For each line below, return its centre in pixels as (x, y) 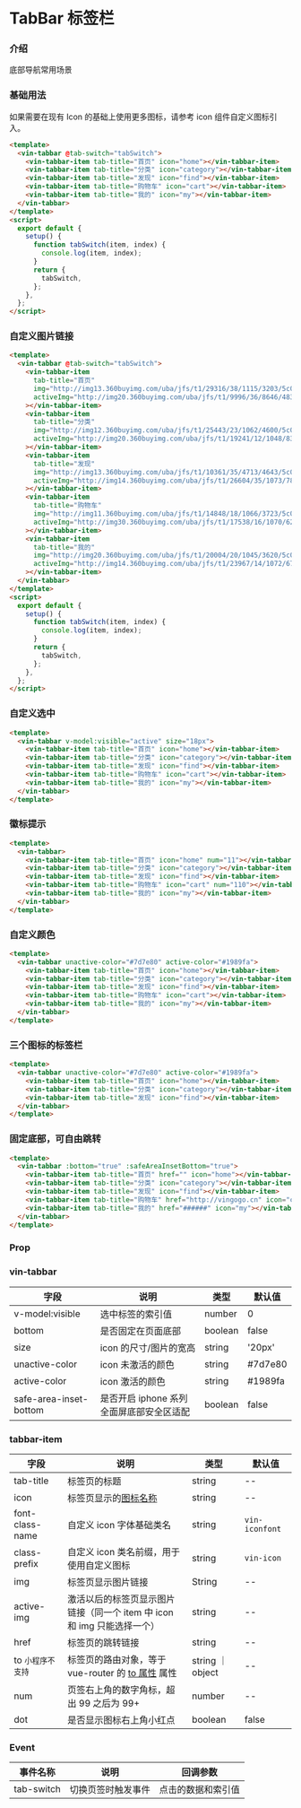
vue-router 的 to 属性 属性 (122, 1673)
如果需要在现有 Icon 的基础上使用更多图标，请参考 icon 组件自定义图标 (140, 117)
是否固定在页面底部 (141, 1331)
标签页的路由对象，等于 (116, 1659)
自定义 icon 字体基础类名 (119, 1525)
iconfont (263, 1529)
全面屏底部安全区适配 (145, 1412)
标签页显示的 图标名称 (112, 1498)
